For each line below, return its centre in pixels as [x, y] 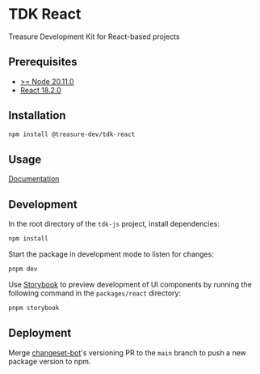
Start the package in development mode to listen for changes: [111, 254]
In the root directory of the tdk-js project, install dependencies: [114, 224]
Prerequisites [43, 62]
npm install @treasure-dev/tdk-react [72, 134]
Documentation [34, 179]
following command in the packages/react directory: [95, 293]
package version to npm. [50, 361]
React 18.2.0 [41, 90]
